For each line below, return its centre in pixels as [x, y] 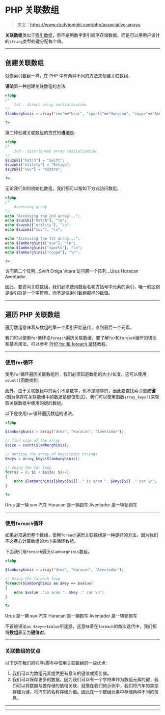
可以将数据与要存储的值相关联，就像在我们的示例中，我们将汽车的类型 [87, 685]
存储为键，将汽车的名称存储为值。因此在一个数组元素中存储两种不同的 [83, 691]
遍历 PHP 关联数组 [33, 315]
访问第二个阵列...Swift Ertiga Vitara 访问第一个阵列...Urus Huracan [72, 271]
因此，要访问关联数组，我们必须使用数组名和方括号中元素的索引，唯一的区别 [82, 287]
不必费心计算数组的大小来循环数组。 [42, 541]
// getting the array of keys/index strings [51, 454]
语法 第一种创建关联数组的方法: [36, 86]
